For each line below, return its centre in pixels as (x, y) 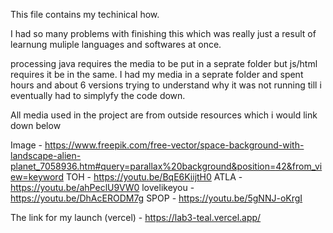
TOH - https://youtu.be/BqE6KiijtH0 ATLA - (154, 177)
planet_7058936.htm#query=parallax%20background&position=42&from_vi (166, 166)
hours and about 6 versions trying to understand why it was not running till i (166, 85)
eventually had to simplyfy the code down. (98, 95)
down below (36, 125)
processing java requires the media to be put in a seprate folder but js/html (164, 63)
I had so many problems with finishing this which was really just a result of (163, 33)
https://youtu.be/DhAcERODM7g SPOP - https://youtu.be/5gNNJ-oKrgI (156, 198)
